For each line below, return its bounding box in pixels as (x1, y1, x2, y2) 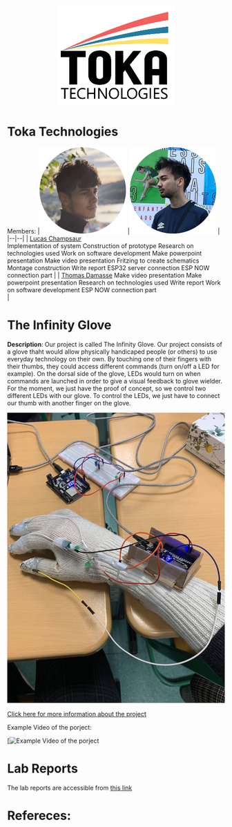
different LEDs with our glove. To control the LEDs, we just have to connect (7, 391, 220, 399)
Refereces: (7, 808, 71, 824)
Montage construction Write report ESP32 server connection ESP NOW (7, 263, 210, 272)
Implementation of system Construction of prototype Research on (7, 241, 195, 250)
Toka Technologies (7, 124, 119, 140)
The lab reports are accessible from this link (7, 783, 133, 792)
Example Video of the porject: (7, 723, 92, 731)
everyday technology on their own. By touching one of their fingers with (7, 354, 212, 363)
